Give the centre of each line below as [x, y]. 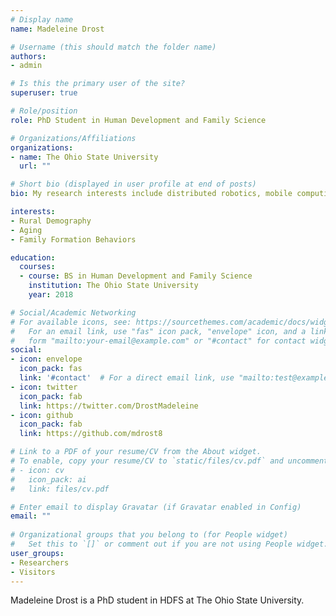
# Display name [42, 19]
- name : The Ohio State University [84, 157]
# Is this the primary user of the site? [98, 84]
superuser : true [44, 93]
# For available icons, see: [71, 322]
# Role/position [44, 111]
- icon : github [42, 415]
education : [33, 257]
